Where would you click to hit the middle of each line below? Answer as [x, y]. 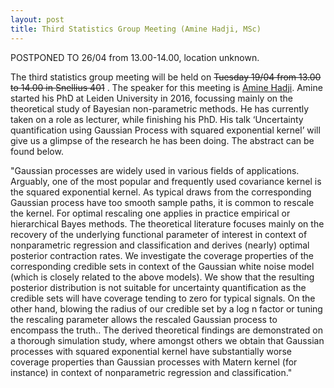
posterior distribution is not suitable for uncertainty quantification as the [158, 287]
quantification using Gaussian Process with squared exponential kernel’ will [165, 130]
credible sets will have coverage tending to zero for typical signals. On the [163, 298]
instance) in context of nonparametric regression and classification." [151, 372]
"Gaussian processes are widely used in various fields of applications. [155, 170]
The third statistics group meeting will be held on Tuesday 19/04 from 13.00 [166, 77]
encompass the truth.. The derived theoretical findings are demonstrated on [166, 330]
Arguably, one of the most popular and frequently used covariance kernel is [166, 181]
